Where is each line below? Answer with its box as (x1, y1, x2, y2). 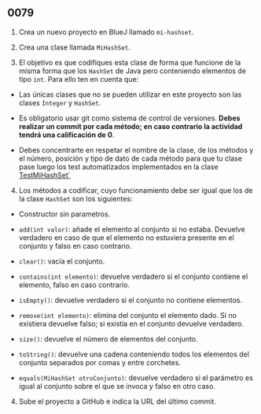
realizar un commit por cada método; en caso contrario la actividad (18, 121, 243, 131)
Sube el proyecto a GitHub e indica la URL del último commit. (18, 397, 217, 406)
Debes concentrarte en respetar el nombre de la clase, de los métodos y (18, 145, 254, 154)
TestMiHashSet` (18, 170, 72, 179)
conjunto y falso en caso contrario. (18, 241, 132, 250)
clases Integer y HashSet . (18, 98, 101, 107)
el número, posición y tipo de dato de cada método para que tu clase (18, 153, 243, 163)
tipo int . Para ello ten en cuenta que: (18, 74, 139, 83)
